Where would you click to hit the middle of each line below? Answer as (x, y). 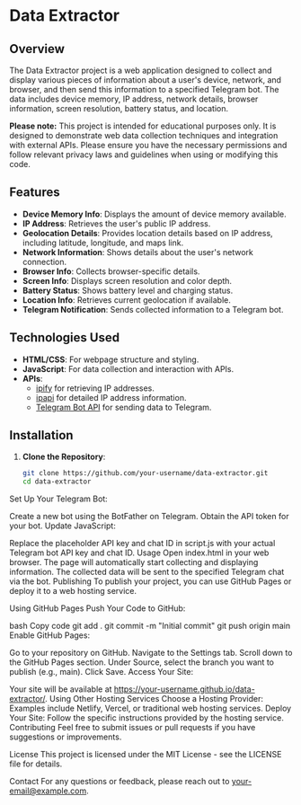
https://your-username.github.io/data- (185, 689)
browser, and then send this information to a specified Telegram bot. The (144, 89)
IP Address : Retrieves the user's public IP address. (116, 223)
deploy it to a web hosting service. (73, 591)
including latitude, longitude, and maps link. (103, 243)
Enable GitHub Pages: (50, 635)
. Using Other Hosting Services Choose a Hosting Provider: (154, 699)
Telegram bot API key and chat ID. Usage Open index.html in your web (139, 553)
